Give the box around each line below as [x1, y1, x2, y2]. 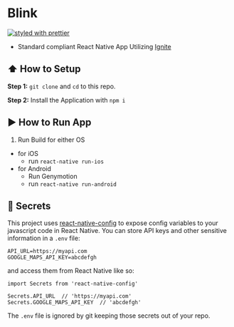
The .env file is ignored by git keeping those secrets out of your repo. [7, 311, 211, 320]
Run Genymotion [28, 172, 78, 180]
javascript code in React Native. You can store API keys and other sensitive [7, 227, 228, 235]
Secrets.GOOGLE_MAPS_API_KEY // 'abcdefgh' [7, 299, 142, 306]
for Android [17, 164, 52, 172]
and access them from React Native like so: [7, 266, 135, 275]
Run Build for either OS [17, 135, 85, 144]
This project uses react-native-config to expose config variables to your [7, 219, 218, 227]
